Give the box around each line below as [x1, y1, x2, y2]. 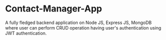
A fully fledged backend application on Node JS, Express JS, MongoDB [5, 19, 152, 25]
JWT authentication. [5, 30, 47, 36]
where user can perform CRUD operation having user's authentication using [5, 24, 162, 30]
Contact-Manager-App [5, 3, 102, 14]
